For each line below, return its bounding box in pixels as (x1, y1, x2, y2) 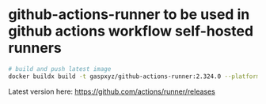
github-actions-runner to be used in (8, 6, 250, 24)
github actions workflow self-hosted (8, 22, 254, 40)
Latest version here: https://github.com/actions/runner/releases (8, 87, 215, 96)
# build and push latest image (8, 65, 112, 72)
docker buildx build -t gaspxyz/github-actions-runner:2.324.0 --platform (8, 72, 260, 80)
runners (8, 39, 62, 57)
